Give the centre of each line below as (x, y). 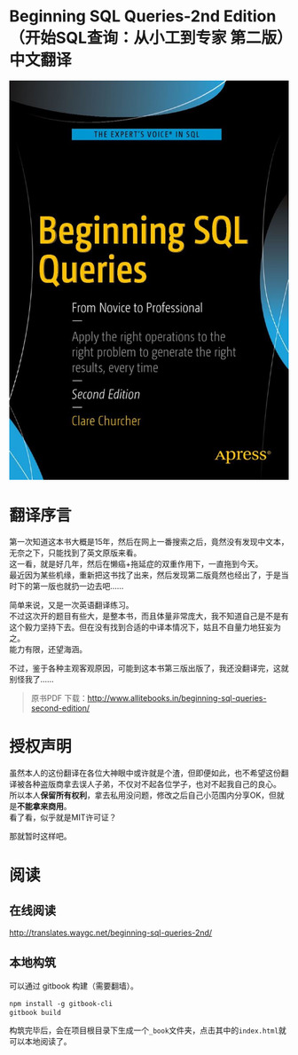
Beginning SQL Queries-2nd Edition (143, 16)
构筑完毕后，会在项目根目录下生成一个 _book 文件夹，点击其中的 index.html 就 (148, 1030)
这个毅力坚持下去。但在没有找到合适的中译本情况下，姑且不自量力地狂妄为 (145, 626)
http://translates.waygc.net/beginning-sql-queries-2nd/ (111, 933)
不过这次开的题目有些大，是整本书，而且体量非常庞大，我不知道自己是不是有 (149, 616)
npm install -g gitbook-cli (61, 1004)
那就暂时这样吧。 (40, 836)
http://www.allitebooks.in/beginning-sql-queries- (177, 697)
